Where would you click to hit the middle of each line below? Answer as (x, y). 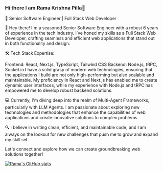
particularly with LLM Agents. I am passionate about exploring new (72, 107)
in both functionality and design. (38, 43)
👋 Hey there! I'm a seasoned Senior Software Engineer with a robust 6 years (82, 28)
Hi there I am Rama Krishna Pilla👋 (45, 8)
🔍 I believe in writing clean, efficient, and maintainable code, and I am (76, 128)
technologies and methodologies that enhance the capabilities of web (75, 112)
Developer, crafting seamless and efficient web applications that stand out (80, 38)
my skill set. (17, 140)
